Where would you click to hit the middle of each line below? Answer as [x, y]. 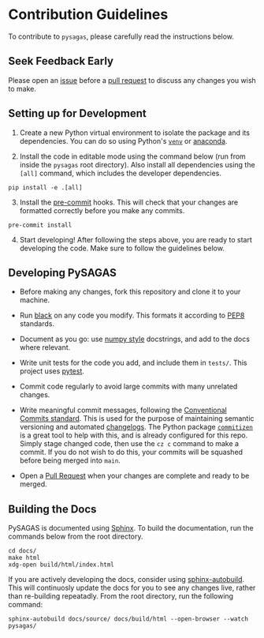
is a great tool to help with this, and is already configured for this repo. [134, 435]
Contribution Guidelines [88, 15]
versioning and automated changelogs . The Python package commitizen [136, 427]
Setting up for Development [78, 113]
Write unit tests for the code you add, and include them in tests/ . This [133, 363]
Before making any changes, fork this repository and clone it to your [130, 292]
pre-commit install [40, 225]
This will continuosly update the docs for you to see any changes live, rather [132, 588]
